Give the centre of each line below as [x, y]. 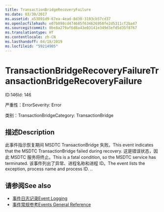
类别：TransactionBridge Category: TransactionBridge [59, 115]
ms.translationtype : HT [29, 32]
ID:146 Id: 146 [18, 94]
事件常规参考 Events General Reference [52, 205]
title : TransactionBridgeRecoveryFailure [48, 10]
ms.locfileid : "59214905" [31, 46]
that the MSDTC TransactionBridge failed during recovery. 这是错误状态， [79, 151]
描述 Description [30, 132]
